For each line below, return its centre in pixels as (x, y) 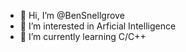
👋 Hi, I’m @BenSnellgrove (72, 15)
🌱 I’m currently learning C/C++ (83, 36)
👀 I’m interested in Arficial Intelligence (98, 26)
